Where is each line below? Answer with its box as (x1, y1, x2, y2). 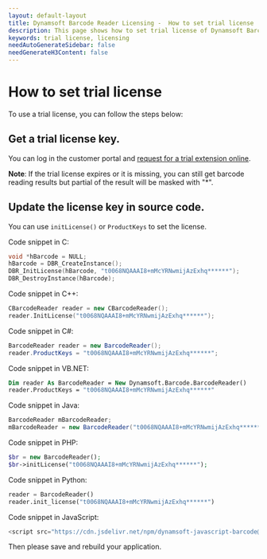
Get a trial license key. (8, 132, 121, 146)
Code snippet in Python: (8, 475, 87, 484)
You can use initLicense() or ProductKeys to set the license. (8, 221, 207, 231)
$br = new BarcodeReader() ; (8, 453, 102, 462)
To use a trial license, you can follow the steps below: (8, 109, 184, 119)
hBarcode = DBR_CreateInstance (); (8, 260, 123, 268)
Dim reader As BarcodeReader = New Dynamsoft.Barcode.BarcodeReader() (8, 379, 247, 387)
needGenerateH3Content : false (8, 49, 109, 57)
